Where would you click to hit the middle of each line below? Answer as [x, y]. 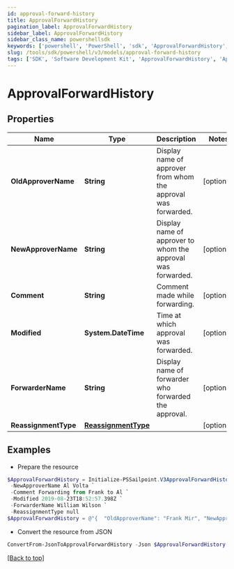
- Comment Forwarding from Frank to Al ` [70, 492]
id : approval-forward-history [51, 14]
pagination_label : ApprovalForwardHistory [70, 26]
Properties [31, 119]
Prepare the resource [48, 466]
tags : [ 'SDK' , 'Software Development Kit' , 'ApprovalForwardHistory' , [112, 59]
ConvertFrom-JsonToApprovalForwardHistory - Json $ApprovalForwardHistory [117, 545]
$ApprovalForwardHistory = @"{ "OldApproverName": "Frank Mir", [104, 518]
